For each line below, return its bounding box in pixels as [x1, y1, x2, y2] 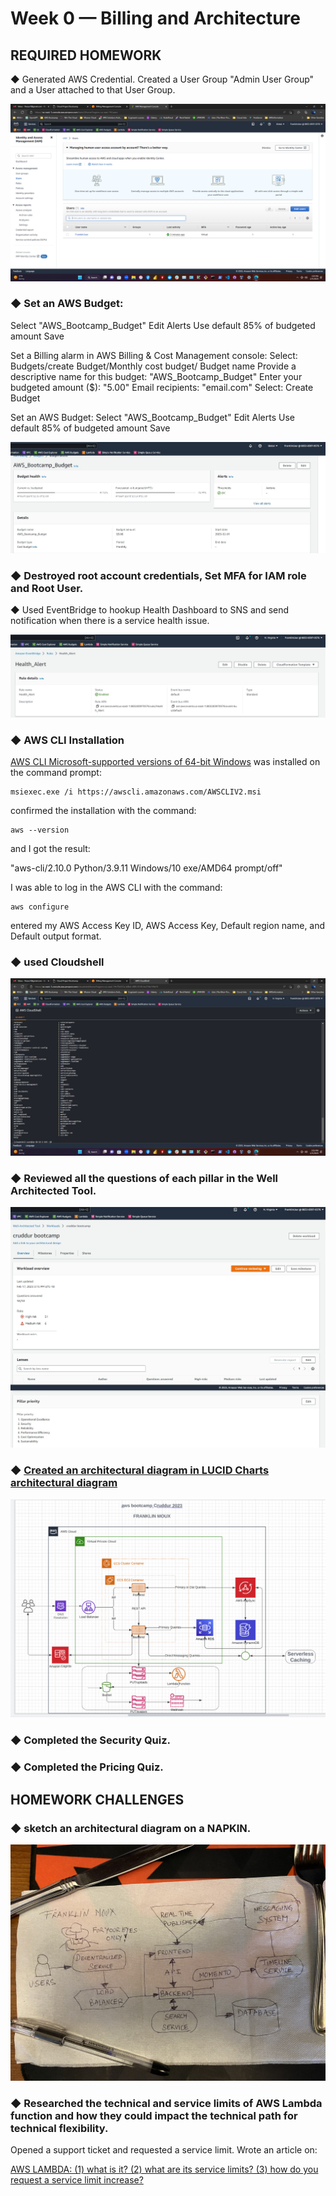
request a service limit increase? [10, 2174, 144, 2186]
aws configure [10, 902, 70, 912]
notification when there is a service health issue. [10, 614, 210, 626]
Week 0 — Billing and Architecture [10, 7, 301, 30]
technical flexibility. [10, 2121, 109, 2135]
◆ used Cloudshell [10, 955, 105, 969]
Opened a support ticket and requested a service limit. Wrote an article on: [10, 2144, 318, 2156]
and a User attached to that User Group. [10, 84, 176, 96]
